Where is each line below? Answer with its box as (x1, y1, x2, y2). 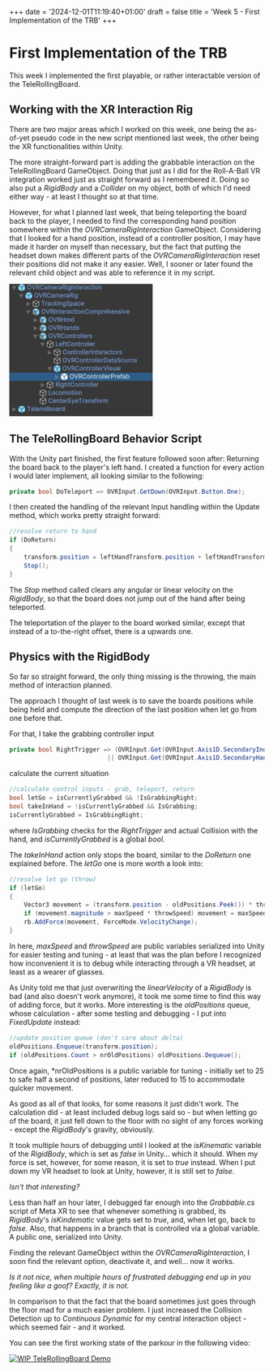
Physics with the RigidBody (9, 650, 151, 664)
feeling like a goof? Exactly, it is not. (9, 1280, 130, 1290)
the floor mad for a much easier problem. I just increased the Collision (9, 1305, 242, 1314)
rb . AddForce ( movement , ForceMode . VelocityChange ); (23, 918, 198, 927)
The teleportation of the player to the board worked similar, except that (9, 618, 245, 628)
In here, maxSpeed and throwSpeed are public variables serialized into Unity (9, 940, 265, 951)
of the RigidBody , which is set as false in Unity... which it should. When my (9, 1149, 258, 1159)
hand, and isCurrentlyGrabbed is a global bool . (9, 834, 165, 844)
